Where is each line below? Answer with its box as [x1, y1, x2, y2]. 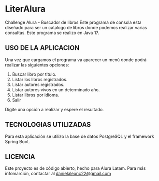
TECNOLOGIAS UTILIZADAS [5, 120, 91, 129]
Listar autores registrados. [12, 82, 65, 87]
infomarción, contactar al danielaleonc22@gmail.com [5, 171, 111, 177]
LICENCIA [5, 152, 35, 161]
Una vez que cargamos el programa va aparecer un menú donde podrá [5, 57, 146, 63]
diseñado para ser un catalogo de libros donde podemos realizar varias [5, 24, 147, 30]
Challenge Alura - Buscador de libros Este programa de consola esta [5, 19, 142, 25]
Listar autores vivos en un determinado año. [12, 86, 100, 93]
